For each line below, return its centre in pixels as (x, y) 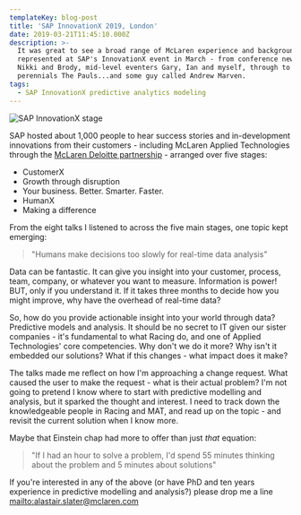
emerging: (28, 236)
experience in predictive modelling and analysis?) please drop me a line (141, 491)
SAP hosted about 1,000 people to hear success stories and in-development (150, 135)
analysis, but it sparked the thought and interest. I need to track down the (145, 401)
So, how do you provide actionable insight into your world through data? (142, 317)
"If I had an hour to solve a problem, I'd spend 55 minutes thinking (153, 455)
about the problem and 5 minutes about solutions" (124, 464)
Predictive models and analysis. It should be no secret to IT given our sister (148, 327)
